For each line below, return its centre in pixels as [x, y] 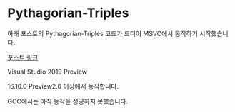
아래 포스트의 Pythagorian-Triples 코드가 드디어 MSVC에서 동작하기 [103, 33]
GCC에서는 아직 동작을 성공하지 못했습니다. [68, 101]
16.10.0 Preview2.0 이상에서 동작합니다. [63, 86]
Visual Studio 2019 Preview [47, 72]
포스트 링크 [23, 57]
